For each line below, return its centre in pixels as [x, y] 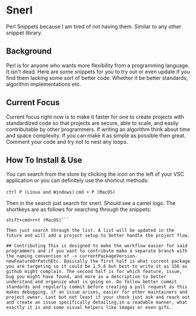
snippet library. [24, 32]
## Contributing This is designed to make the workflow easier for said [97, 246]
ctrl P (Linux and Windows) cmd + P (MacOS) [61, 192]
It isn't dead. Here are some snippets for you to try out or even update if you [98, 72]
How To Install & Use [44, 160]
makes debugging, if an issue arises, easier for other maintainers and [97, 292]
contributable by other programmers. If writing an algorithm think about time [98, 129]
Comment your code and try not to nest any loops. [67, 142]
